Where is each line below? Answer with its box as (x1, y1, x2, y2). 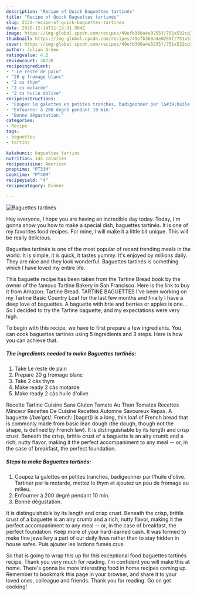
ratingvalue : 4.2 (6, 52, 49, 58)
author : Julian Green (6, 47, 59, 53)
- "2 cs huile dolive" (6, 90, 62, 96)
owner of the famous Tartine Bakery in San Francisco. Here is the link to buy (6, 282, 190, 289)
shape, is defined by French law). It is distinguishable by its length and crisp (6, 426, 189, 433)
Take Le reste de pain (14, 365, 67, 372)
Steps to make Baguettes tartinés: (6, 458, 91, 465)
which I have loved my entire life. (6, 264, 86, 271)
